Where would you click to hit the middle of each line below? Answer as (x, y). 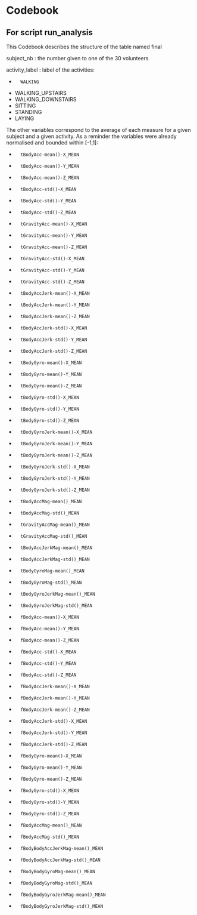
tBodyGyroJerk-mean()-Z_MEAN (57, 455)
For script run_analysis (50, 33)
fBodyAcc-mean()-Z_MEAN (50, 640)
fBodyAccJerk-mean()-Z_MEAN (55, 710)
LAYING (24, 118)
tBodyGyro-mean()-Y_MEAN (51, 374)
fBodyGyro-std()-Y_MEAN (50, 802)
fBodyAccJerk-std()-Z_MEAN (54, 744)
